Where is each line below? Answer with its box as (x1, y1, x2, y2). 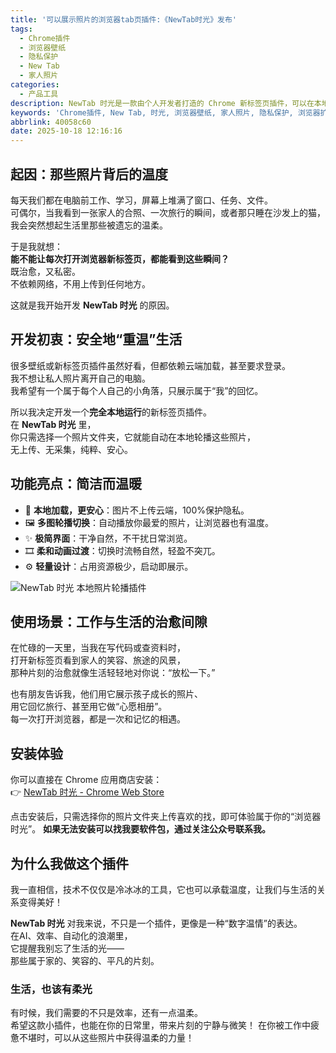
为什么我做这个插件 (10, 855, 129, 872)
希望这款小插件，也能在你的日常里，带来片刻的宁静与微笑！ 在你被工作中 (10, 1019, 311, 1031)
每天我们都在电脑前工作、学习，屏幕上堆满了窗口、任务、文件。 (10, 194, 273, 206)
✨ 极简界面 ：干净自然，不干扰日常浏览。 (24, 532, 193, 544)
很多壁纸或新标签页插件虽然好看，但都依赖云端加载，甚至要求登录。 (10, 359, 291, 371)
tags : (10, 24, 33, 34)
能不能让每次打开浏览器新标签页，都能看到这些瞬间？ (10, 252, 230, 265)
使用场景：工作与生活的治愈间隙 (10, 613, 208, 630)
